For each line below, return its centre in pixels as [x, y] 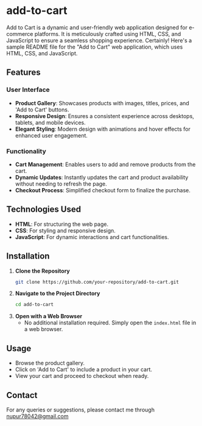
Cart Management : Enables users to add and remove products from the [105, 164]
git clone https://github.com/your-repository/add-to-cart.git [97, 282]
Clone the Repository [42, 271]
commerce [20, 33]
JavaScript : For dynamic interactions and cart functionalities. [92, 237]
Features [23, 73]
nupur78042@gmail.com [37, 416]
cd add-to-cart [34, 305]
